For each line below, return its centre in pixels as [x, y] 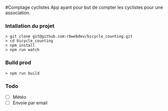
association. [18, 13]
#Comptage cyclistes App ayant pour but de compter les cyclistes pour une [84, 7]
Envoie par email [30, 103]
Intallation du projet [30, 26]
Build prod [18, 63]
